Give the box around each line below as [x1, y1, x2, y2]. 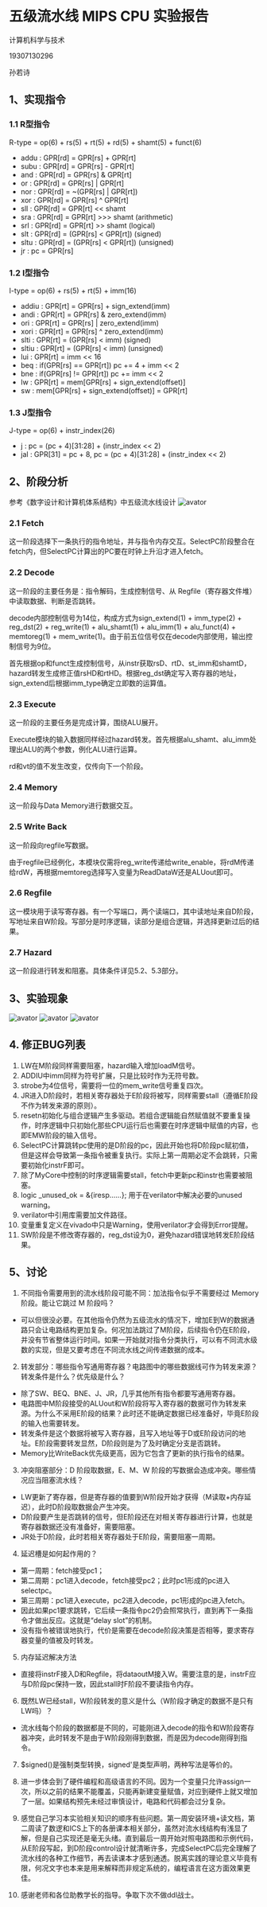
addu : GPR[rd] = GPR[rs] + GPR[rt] [20, 153, 137, 162]
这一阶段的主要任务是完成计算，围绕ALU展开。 [9, 717, 162, 727]
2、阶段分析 [9, 474, 68, 488]
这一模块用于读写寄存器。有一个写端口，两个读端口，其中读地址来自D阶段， [9, 907, 258, 916]
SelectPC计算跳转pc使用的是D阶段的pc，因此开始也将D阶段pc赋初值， [20, 1140, 253, 1150]
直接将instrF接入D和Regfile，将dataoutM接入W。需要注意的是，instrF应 [20, 1669, 257, 1679]
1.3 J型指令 [9, 407, 52, 418]
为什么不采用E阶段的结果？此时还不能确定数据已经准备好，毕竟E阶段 [34, 1408, 259, 1418]
